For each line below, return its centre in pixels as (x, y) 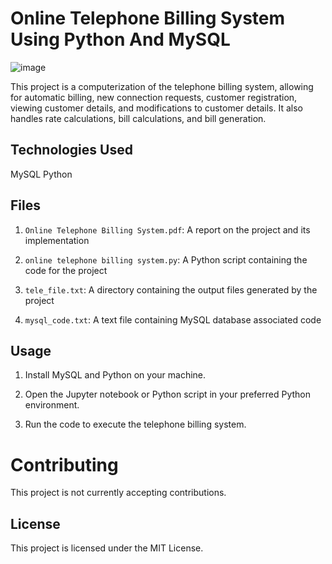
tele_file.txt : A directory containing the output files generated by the (171, 289)
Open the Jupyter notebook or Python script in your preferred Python (167, 394)
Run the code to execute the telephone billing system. (135, 424)
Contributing (64, 464)
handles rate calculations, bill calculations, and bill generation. (138, 118)
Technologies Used (71, 150)
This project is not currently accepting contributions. (118, 493)
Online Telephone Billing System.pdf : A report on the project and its (167, 229)
